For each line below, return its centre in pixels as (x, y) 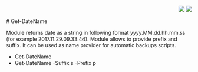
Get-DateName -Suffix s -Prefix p (55, 63)
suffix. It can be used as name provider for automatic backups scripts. (91, 45)
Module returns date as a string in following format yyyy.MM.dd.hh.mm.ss (96, 33)
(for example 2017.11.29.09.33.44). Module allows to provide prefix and (92, 39)
